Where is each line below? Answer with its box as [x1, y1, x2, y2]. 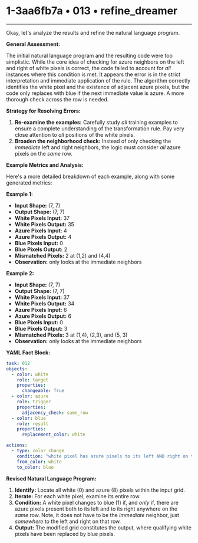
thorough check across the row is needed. [6, 96, 109, 103]
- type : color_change [11, 448, 65, 454]
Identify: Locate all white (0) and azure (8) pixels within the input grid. [14, 486, 186, 493]
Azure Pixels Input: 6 [14, 306, 67, 313]
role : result [16, 420, 49, 427]
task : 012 [6, 360, 31, 366]
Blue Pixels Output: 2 [14, 246, 68, 253]
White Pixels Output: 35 [14, 221, 75, 228]
